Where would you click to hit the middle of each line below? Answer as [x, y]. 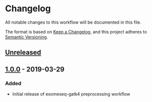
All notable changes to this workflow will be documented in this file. [73, 22]
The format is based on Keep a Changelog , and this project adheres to [76, 32]
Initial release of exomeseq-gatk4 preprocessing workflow [71, 94]
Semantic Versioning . [26, 37]
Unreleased [23, 52]
